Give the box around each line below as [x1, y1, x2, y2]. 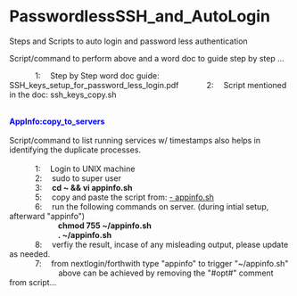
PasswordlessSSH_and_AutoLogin [9, 6, 270, 27]
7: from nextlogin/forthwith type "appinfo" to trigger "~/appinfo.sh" [34, 258, 289, 268]
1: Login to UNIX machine [34, 163, 136, 174]
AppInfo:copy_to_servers [9, 116, 105, 127]
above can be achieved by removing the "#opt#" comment [57, 267, 274, 278]
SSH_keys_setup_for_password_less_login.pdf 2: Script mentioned [9, 79, 287, 90]
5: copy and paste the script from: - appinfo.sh [34, 192, 214, 202]
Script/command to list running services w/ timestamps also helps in [9, 135, 261, 145]
